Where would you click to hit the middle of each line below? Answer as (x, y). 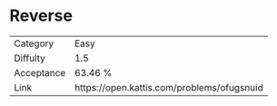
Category (34, 43)
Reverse (41, 16)
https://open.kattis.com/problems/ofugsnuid (168, 87)
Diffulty (30, 58)
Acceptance (40, 72)
